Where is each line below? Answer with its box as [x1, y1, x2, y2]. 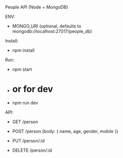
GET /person [12, 119, 38, 125]
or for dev [12, 83, 53, 95]
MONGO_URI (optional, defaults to [12, 23, 82, 29]
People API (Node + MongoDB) [5, 4, 68, 10]
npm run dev [12, 100, 38, 105]
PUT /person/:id [12, 137, 45, 144]
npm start [12, 66, 32, 72]
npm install [12, 48, 35, 53]
